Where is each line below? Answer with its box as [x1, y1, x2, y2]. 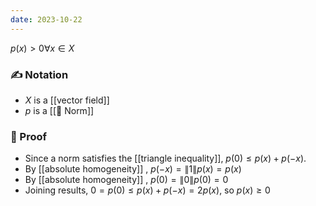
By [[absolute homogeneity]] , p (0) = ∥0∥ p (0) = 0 [24, 174, 229, 186]
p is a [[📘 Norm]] [24, 104, 95, 116]
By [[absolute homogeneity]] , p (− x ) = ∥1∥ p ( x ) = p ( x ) [24, 163, 242, 175]
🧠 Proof [10, 129, 48, 143]
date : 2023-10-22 [10, 14, 83, 25]
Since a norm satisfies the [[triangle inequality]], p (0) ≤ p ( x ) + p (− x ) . [24, 152, 307, 165]
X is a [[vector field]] [24, 94, 110, 106]
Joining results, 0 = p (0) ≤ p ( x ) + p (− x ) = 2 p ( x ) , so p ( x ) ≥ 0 [24, 184, 271, 196]
